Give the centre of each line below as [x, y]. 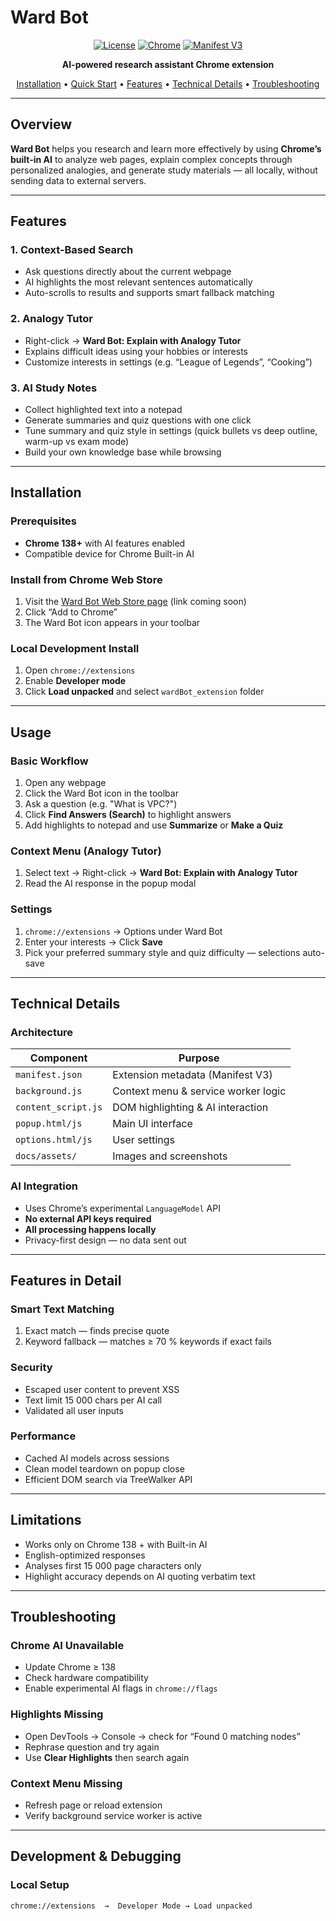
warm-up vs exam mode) [77, 442]
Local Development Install [75, 648]
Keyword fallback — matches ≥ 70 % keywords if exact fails [148, 1342]
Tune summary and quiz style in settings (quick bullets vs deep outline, [171, 431]
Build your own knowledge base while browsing [123, 452]
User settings [143, 1140]
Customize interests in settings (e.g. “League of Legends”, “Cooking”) [168, 362]
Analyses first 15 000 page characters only [113, 1565]
